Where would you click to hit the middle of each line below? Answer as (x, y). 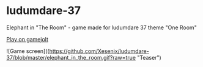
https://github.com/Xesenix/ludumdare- (99, 51)
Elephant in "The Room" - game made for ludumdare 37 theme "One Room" (102, 27)
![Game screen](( (28, 51)
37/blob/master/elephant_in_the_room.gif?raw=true (71, 57)
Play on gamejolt (28, 39)
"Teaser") (149, 57)
